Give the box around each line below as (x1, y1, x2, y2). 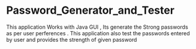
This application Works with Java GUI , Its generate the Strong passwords (6, 23, 189, 30)
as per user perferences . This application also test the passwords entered (6, 29, 190, 36)
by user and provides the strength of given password (6, 36, 137, 43)
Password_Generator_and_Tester (6, 4, 175, 17)
